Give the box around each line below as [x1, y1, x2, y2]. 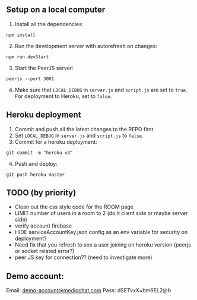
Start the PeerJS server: [14, 64, 74, 71]
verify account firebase [14, 222, 72, 229]
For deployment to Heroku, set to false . [14, 92, 112, 100]
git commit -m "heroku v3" [6, 150, 73, 156]
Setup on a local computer [6, 5, 106, 15]
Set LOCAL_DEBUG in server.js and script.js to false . [14, 132, 144, 139]
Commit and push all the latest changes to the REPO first [14, 125, 154, 132]
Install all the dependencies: [14, 20, 84, 27]
